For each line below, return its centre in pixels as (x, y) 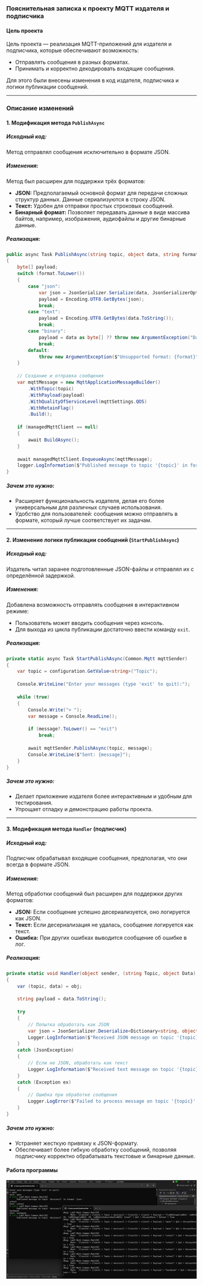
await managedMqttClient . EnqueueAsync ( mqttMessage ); (85, 459)
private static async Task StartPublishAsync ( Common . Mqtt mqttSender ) (97, 659)
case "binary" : (47, 331)
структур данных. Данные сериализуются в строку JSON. (90, 199)
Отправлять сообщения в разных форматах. (72, 62)
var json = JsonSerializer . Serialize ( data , (94, 292)
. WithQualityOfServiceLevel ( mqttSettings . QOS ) (88, 402)
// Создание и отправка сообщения (60, 376)
